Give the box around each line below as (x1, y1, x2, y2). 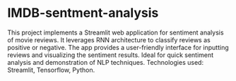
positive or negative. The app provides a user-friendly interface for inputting (7, 43, 230, 51)
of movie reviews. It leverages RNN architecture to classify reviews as (7, 35, 211, 44)
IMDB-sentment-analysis (7, 5, 159, 21)
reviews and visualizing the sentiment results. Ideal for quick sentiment (7, 51, 214, 59)
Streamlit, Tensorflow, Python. (7, 66, 95, 74)
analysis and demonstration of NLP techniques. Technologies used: (7, 58, 203, 66)
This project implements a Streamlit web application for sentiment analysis (7, 28, 224, 37)
